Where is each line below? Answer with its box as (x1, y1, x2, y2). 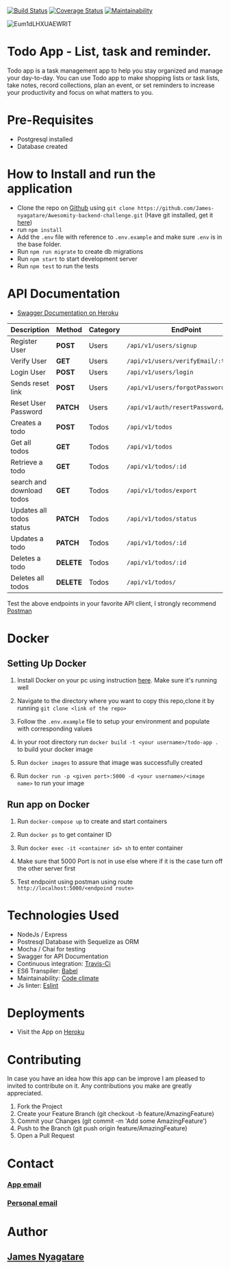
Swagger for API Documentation (16, 952, 108, 960)
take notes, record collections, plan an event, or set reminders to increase (7, 81, 215, 89)
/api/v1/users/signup (126, 342, 197, 349)
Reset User (10, 398, 47, 407)
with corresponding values (16, 724, 92, 733)
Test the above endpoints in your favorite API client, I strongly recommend (7, 599, 217, 607)
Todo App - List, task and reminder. (7, 44, 212, 60)
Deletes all (10, 573, 44, 582)
